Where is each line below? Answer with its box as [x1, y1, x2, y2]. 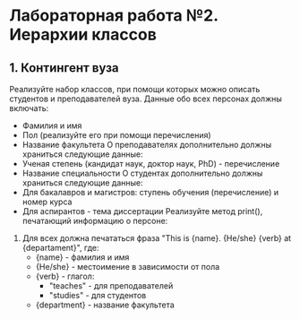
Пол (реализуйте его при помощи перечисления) [21, 130, 212, 140]
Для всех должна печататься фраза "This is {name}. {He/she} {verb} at [21, 233, 292, 243]
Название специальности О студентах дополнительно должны [21, 168, 263, 178]
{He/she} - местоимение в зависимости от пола [35, 262, 220, 272]
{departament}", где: [21, 243, 99, 253]
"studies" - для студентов [48, 290, 147, 300]
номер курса [21, 196, 73, 207]
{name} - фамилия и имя [35, 252, 130, 263]
